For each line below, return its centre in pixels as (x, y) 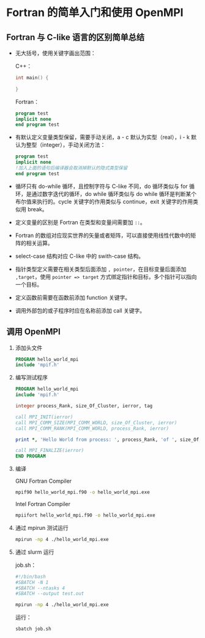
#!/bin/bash (30, 577)
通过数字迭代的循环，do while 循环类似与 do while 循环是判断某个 (114, 193)
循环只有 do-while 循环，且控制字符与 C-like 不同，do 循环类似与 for (101, 186)
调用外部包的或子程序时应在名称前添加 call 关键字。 (80, 310)
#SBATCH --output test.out (50, 594)
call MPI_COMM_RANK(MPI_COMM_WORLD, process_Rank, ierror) (92, 428)
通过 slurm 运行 (35, 552)
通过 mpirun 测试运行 (42, 527)
